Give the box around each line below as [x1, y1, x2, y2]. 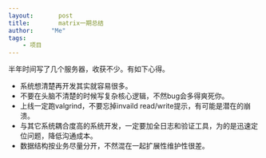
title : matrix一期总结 [8, 19, 104, 27]
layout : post [8, 11, 73, 20]
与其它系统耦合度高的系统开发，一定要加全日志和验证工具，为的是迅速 [19, 121, 252, 131]
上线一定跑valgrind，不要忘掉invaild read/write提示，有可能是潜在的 [19, 101, 244, 111]
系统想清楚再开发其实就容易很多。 [19, 81, 133, 91]
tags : [8, 34, 26, 42]
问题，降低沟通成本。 [26, 131, 97, 140]
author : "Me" [8, 26, 66, 34]
